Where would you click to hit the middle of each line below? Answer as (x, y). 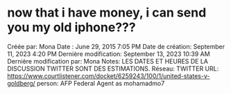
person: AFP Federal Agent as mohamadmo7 (101, 83)
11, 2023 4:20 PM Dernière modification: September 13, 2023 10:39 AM (109, 54)
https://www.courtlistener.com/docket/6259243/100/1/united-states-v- (109, 76)
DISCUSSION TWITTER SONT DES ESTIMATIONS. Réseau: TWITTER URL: (113, 68)
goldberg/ (22, 83)
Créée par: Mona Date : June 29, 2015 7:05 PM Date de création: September (116, 46)
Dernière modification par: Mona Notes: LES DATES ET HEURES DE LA (108, 61)
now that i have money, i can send (107, 13)
